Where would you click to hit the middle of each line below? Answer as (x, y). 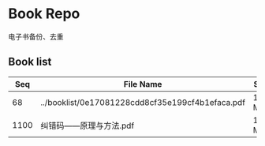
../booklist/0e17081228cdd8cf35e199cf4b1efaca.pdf (143, 102)
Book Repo (44, 14)
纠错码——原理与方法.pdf (88, 125)
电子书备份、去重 (36, 36)
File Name (143, 84)
